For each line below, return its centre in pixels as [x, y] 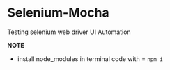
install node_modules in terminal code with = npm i [90, 59]
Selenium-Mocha [58, 13]
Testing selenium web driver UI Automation [69, 32]
